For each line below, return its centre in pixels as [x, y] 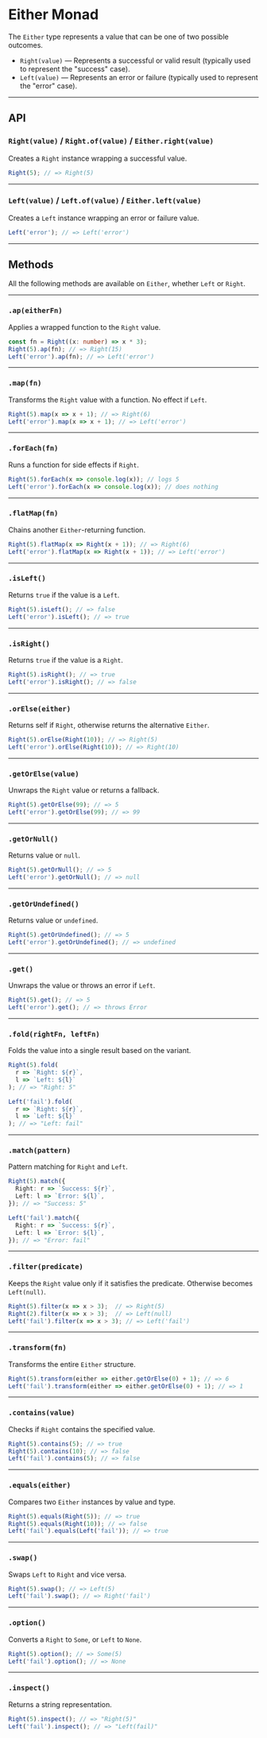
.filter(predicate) [46, 1267]
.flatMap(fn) [33, 513]
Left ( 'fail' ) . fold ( [41, 1101]
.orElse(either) [40, 708]
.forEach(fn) [33, 448]
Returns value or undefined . [53, 920]
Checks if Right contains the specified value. [82, 1429]
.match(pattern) [40, 1151]
